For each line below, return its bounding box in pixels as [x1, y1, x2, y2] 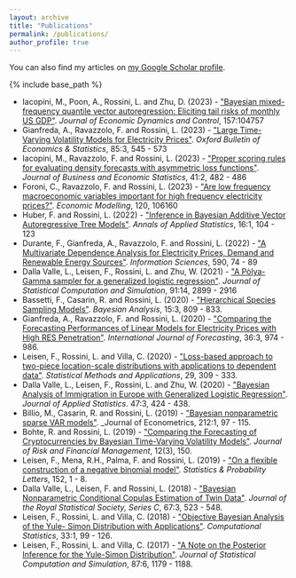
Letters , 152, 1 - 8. [21, 474, 88, 485]
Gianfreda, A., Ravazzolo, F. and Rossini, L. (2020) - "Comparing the [21, 313, 272, 324]
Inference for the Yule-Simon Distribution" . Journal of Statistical [21, 550, 256, 560]
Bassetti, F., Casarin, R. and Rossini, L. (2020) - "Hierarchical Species [21, 295, 277, 305]
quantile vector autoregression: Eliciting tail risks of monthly [61, 106, 281, 116]
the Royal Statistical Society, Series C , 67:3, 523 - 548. [21, 503, 223, 513]
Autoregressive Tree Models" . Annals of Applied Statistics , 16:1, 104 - [21, 219, 275, 230]
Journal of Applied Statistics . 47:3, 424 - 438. [21, 399, 191, 409]
